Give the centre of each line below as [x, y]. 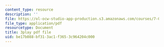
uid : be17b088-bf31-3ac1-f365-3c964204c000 [50, 37]
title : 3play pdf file [28, 32]
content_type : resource [29, 10]
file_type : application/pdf [34, 23]
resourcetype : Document [29, 28]
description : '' [21, 14]
